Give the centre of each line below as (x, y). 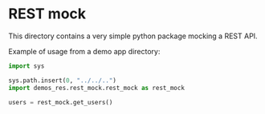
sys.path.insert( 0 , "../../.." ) (62, 81)
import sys (26, 66)
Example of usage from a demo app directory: (84, 51)
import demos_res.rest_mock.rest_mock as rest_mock (96, 88)
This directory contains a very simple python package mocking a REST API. (133, 36)
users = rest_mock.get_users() (61, 102)
